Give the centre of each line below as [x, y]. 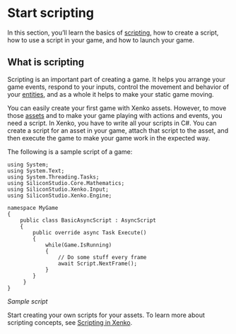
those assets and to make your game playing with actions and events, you [115, 115]
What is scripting [46, 62]
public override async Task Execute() [90, 232]
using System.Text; [36, 171]
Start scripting [51, 13]
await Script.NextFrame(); [98, 263]
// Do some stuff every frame [102, 257]
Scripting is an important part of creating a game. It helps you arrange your [117, 79]
